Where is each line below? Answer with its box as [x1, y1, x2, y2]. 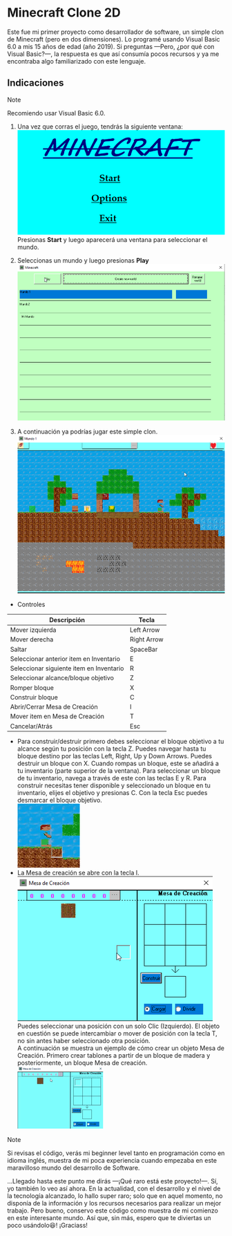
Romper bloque [10, 683, 54, 692]
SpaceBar [130, 645, 158, 653]
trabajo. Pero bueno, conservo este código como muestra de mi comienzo [7, 1206, 219, 1215]
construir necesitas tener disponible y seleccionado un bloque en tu [17, 781, 211, 789]
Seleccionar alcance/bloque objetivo [10, 674, 114, 682]
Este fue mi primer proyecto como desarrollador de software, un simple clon [7, 28, 224, 36]
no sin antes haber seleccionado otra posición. [17, 1037, 151, 1045]
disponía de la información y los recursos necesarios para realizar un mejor [7, 1199, 222, 1208]
